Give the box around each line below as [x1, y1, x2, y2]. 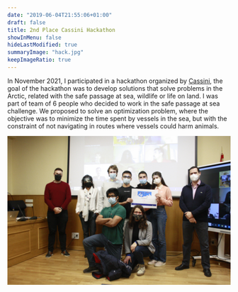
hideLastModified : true [7, 41, 78, 49]
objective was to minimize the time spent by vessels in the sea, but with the [7, 114, 228, 123]
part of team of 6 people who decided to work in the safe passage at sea [7, 99, 220, 108]
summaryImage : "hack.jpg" [7, 49, 84, 56]
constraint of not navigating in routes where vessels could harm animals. [7, 121, 220, 130]
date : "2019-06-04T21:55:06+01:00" [7, 11, 113, 18]
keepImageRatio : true [7, 57, 72, 64]
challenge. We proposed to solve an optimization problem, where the [7, 106, 209, 115]
